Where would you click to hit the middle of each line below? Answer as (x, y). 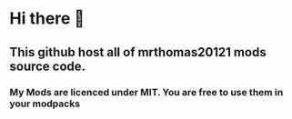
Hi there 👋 (47, 19)
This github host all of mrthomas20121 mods (138, 52)
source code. (48, 66)
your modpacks (45, 104)
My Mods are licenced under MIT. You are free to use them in (146, 92)
